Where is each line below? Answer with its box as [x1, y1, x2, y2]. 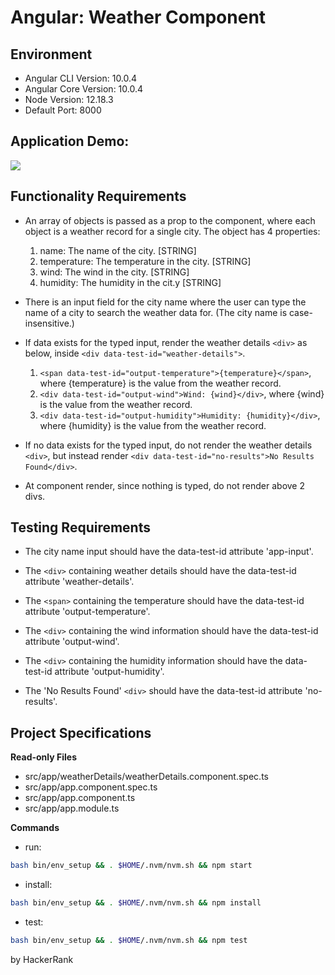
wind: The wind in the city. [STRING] [39, 266, 190, 278]
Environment [10, 46, 93, 63]
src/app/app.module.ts [24, 802, 120, 815]
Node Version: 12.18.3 [24, 94, 114, 105]
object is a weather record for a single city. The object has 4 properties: [24, 225, 321, 237]
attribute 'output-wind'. [24, 636, 120, 648]
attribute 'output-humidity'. [54, 666, 165, 678]
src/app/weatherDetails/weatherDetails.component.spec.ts [24, 771, 269, 783]
